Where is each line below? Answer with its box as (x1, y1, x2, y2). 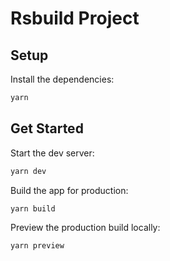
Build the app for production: (10, 184, 129, 196)
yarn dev (10, 166, 47, 176)
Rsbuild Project (10, 7, 140, 30)
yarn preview (10, 241, 65, 251)
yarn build (10, 203, 56, 214)
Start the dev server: (10, 147, 95, 159)
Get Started (10, 120, 84, 137)
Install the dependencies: (10, 73, 115, 85)
